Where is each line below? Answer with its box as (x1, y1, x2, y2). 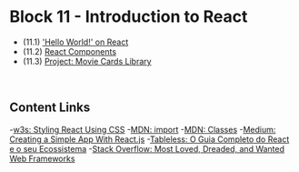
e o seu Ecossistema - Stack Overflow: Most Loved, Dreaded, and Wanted (9, 143, 284, 154)
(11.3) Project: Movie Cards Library (22, 56, 152, 66)
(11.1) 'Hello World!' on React (22, 36, 129, 47)
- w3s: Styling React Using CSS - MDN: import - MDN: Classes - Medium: (9, 124, 276, 135)
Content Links (9, 100, 91, 116)
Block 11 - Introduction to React (9, 6, 248, 27)
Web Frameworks (9, 153, 75, 164)
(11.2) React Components (22, 46, 116, 56)
